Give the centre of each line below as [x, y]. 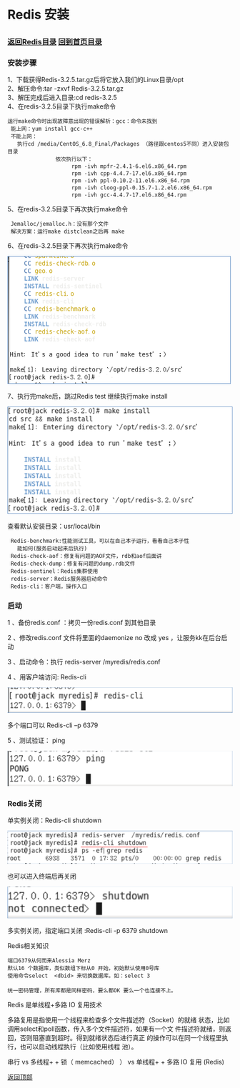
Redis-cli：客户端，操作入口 [49, 587]
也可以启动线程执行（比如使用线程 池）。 [79, 1047]
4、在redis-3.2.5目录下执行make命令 [62, 106]
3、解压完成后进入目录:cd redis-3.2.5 [62, 97]
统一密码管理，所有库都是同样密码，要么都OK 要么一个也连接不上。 [92, 991]
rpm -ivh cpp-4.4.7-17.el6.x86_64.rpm [129, 173]
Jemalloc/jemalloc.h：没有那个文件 [60, 224]
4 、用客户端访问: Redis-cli [47, 677]
